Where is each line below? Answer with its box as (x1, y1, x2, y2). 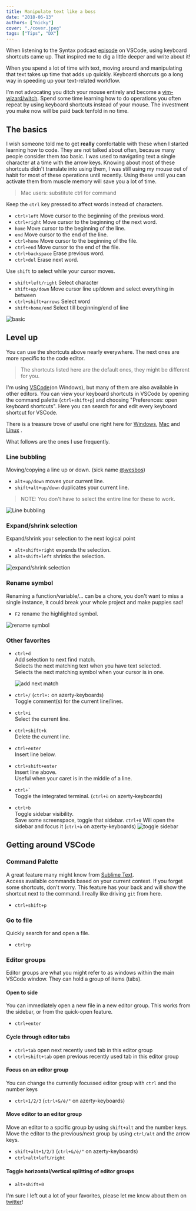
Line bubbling (6, 453, 46, 461)
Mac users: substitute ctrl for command (20, 189, 117, 196)
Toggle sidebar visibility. (14, 810, 74, 817)
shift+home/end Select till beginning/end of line (14, 304, 129, 311)
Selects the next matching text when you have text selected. (14, 662, 161, 669)
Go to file (6, 916, 33, 924)
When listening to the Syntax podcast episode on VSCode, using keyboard (6, 47, 187, 54)
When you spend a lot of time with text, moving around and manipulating (6, 64, 182, 71)
